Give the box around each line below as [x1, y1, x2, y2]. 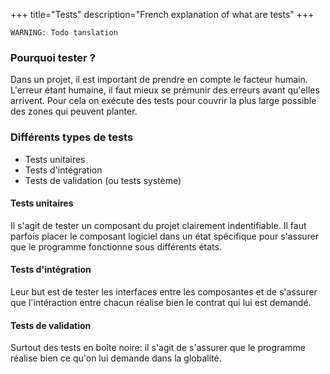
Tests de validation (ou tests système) [24, 174, 182, 186]
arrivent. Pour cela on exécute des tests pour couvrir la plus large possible [10, 95, 317, 107]
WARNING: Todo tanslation [10, 28, 118, 38]
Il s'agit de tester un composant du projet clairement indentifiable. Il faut [10, 219, 307, 231]
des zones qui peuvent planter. [10, 105, 138, 118]
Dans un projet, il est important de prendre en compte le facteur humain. [10, 74, 308, 86]
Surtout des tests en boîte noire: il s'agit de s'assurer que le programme [10, 342, 306, 354]
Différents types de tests [10, 130, 134, 144]
